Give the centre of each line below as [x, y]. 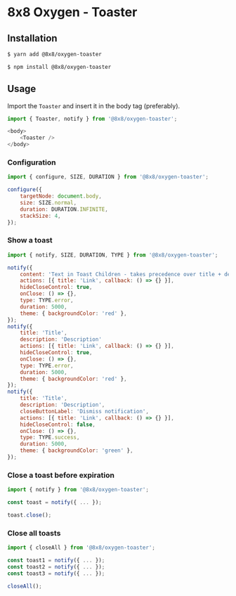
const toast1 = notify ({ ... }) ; [56, 560]
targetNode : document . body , [61, 196]
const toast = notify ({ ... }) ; [54, 503]
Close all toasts [34, 533]
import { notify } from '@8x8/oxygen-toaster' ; [78, 490]
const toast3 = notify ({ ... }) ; [56, 574]
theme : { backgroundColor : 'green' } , [77, 451]
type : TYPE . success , [50, 438]
